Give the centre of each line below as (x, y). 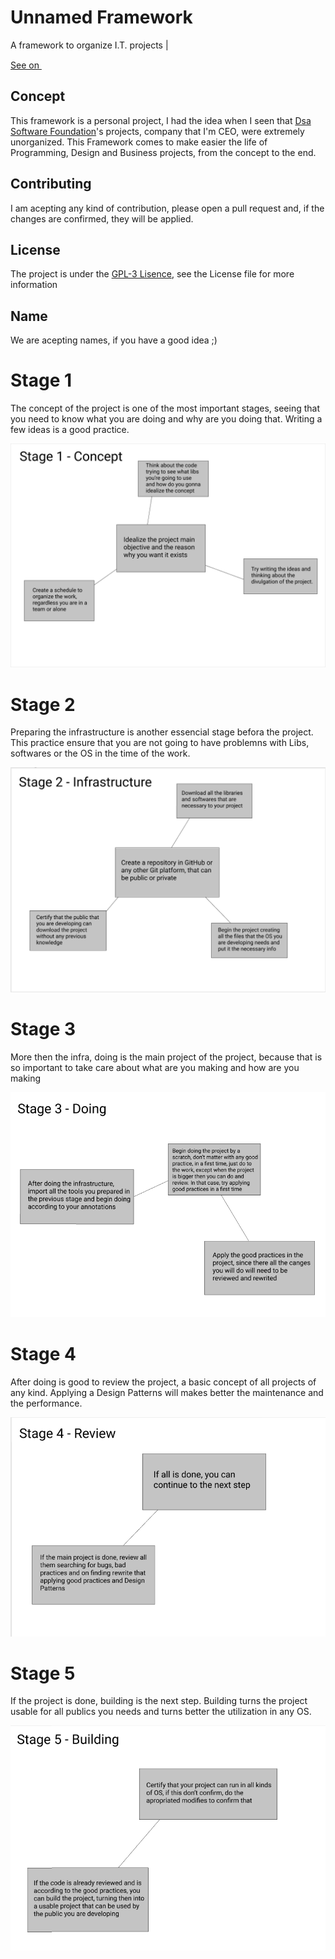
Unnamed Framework (101, 17)
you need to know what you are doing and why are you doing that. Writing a (166, 419)
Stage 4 (43, 1354)
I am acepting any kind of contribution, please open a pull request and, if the (167, 208)
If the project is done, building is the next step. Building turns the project (159, 1701)
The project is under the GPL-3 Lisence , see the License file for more (152, 274)
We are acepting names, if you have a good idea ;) (114, 340)
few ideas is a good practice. (70, 430)
